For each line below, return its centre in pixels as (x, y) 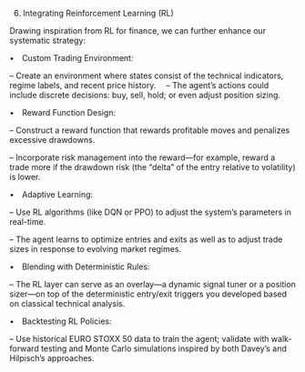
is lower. (25, 177)
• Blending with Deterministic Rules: (80, 266)
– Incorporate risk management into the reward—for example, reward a (142, 157)
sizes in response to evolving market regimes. (96, 249)
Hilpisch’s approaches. (52, 358)
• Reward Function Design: (63, 112)
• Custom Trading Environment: (71, 58)
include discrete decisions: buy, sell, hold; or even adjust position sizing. (145, 95)
